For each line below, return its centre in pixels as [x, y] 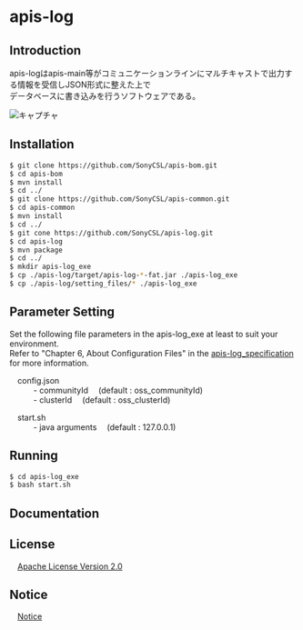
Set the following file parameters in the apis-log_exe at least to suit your [144, 334]
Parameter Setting [62, 312]
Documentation [55, 513]
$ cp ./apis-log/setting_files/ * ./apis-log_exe [103, 284]
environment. [34, 344]
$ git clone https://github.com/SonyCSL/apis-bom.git [114, 165]
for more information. [49, 363]
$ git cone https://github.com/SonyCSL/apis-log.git [111, 233]
